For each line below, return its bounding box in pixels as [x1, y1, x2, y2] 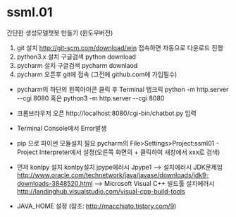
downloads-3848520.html [16, 179, 93, 187]
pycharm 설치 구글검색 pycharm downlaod [16, 61, 138, 69]
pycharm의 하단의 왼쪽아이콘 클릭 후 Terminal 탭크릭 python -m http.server [16, 85, 229, 93]
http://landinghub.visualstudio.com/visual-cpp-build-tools [16, 187, 185, 195]
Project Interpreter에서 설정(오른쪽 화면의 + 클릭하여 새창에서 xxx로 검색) [16, 148, 221, 156]
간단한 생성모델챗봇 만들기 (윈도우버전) [6, 28, 113, 37]
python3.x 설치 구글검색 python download [16, 52, 137, 61]
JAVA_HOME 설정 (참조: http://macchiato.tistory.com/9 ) [16, 201, 177, 210]
